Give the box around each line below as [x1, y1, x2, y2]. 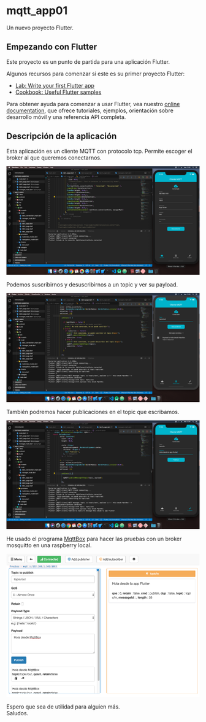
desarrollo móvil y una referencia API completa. [6, 113, 126, 120]
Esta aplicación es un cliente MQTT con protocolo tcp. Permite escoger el [6, 147, 193, 155]
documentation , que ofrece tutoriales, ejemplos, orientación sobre [6, 107, 174, 114]
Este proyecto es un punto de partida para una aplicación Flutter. [6, 58, 170, 65]
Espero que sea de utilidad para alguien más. [6, 703, 121, 710]
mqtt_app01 [6, 4, 68, 18]
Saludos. [6, 709, 29, 716]
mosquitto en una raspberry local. [6, 542, 92, 549]
